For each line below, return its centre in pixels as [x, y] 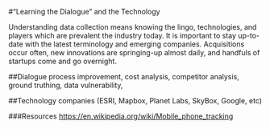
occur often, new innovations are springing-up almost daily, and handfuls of [134, 52]
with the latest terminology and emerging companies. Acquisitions [135, 44]
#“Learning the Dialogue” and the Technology [84, 12]
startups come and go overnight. [62, 61]
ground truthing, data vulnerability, [66, 85]
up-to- [249, 36]
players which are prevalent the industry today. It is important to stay [122, 36]
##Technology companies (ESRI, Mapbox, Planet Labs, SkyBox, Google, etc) [135, 101]
